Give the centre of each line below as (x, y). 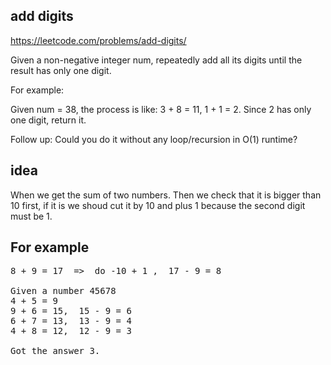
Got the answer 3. (55, 351)
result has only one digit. (61, 70)
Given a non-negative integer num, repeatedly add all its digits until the (156, 60)
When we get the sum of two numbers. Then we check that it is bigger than (166, 195)
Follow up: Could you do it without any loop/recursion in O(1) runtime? (154, 139)
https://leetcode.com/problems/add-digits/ (98, 40)
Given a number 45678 (63, 291)
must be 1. (31, 216)
